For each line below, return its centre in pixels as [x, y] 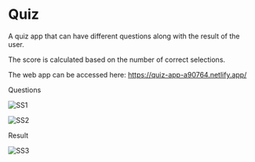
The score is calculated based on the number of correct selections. [117, 59]
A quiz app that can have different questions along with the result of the [124, 36]
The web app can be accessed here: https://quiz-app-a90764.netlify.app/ [127, 74]
